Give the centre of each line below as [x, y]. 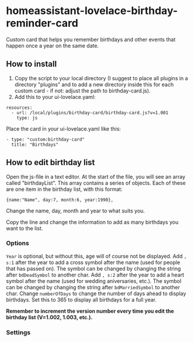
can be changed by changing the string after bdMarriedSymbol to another [93, 287]
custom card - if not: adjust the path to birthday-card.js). [82, 90]
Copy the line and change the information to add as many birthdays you [92, 222]
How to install [32, 64]
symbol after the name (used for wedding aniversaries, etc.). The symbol [94, 281]
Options [18, 243]
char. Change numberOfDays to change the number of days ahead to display [96, 293]
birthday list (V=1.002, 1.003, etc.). [49, 317]
